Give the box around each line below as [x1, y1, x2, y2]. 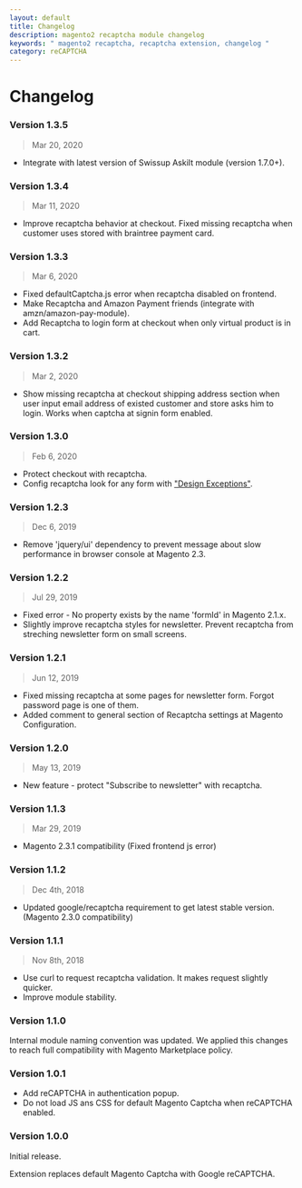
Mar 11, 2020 [31, 200, 80, 211]
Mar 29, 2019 [31, 824, 82, 834]
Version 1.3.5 [9, 119, 69, 132]
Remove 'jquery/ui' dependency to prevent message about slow [22, 539, 261, 550]
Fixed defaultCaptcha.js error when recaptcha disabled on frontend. [22, 288, 277, 300]
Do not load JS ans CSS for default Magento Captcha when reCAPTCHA [22, 1097, 293, 1109]
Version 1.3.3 [9, 250, 69, 263]
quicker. [22, 982, 53, 993]
